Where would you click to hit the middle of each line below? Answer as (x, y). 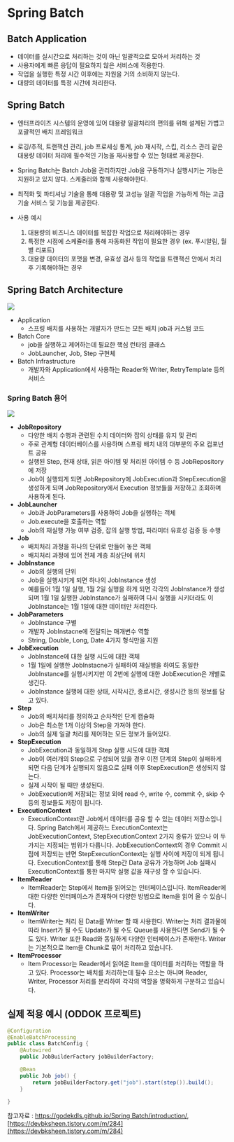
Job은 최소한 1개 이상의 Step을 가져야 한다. (87, 725)
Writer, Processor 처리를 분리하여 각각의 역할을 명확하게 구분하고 (117, 981)
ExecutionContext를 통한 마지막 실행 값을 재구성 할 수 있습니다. (115, 871)
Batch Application (47, 39)
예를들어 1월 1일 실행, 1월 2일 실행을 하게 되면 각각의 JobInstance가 (120, 589)
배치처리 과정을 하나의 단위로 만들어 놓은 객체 (89, 546)
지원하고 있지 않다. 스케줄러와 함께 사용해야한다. (83, 179)
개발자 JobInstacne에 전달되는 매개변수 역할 (88, 631)
